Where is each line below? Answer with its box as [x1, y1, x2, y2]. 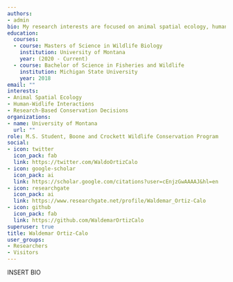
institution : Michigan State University [19, 68, 138, 75]
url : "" [13, 126, 36, 133]
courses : [13, 36, 39, 43]
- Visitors [7, 249, 39, 256]
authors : [7, 10, 33, 17]
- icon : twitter [7, 146, 54, 153]
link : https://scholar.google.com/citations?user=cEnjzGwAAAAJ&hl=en [13, 178, 218, 185]
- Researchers [7, 242, 49, 250]
